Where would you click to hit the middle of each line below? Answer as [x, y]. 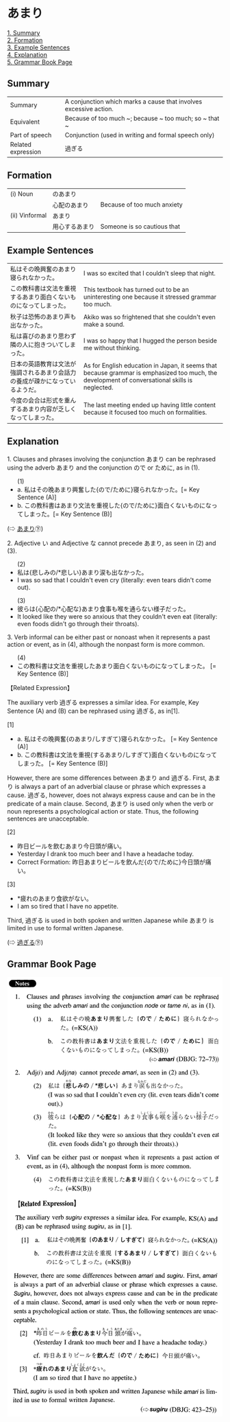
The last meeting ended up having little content [150, 405]
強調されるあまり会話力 [43, 372]
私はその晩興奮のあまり [43, 269]
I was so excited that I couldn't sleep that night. [149, 273]
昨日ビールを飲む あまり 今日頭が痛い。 [71, 846]
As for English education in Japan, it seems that [150, 366]
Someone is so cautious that [140, 226]
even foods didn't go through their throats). [78, 623]
